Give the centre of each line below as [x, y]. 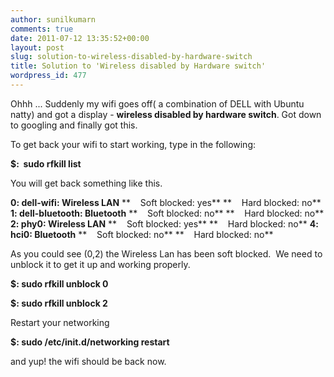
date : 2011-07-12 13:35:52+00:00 [80, 38]
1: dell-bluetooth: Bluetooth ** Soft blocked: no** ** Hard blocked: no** [167, 213]
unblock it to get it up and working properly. [100, 264]
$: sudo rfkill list [46, 163]
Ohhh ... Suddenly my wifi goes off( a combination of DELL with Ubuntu [157, 103]
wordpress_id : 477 [48, 76]
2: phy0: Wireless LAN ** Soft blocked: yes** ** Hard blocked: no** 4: [164, 223]
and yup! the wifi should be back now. [88, 361]
